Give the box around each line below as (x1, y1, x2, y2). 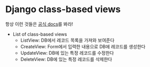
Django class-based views (5, 4, 121, 15)
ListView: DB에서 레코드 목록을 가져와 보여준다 (20, 37, 115, 43)
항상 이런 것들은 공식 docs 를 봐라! (5, 21, 73, 27)
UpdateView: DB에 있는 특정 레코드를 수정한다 (20, 50, 114, 56)
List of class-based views (12, 31, 67, 37)
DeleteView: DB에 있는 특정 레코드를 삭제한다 (20, 56, 113, 62)
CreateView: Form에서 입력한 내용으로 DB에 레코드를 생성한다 (20, 43, 145, 49)
